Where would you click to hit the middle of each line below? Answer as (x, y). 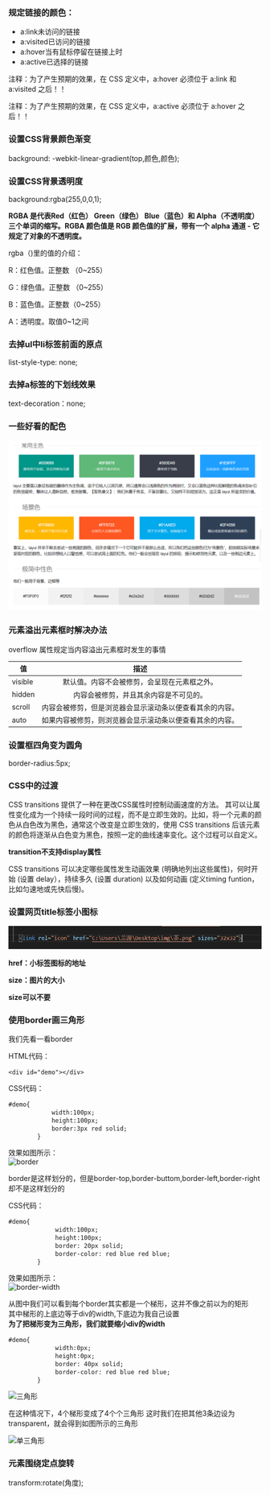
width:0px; (73, 1348)
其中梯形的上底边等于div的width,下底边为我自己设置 (94, 1314)
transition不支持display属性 (55, 852)
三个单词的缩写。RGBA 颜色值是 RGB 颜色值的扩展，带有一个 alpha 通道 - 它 (134, 225)
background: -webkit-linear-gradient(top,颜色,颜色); (94, 158)
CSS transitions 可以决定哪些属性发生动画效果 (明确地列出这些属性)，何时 (130, 869)
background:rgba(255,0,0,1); (55, 199)
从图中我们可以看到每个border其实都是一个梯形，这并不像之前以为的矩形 (129, 1304)
